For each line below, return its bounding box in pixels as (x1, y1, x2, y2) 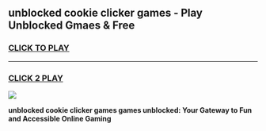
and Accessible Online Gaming (8, 114, 112, 123)
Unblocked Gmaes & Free (8, 19, 135, 33)
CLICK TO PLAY (8, 43, 70, 54)
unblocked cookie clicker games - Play (8, 6, 203, 20)
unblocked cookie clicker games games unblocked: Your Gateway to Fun (8, 105, 253, 114)
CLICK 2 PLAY (8, 72, 63, 83)
